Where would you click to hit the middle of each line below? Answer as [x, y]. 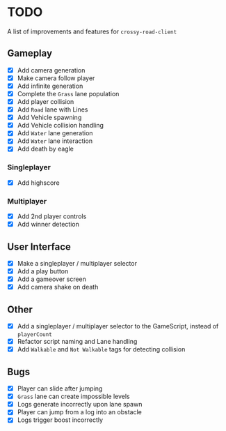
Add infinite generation [50, 86]
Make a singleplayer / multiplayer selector [77, 264]
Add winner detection [48, 225]
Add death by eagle [46, 149]
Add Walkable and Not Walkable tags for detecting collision [101, 349]
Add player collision [46, 101]
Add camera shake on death [58, 287]
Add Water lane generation [55, 133]
